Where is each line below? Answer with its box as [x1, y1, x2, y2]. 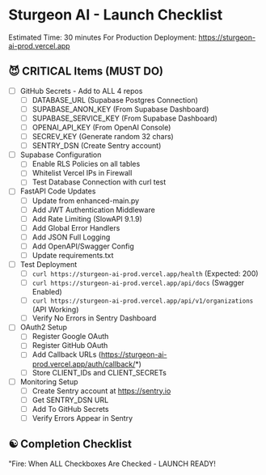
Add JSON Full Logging [32, 232, 111, 242]
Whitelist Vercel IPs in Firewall [32, 168, 133, 178]
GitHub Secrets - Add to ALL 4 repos [19, 86, 143, 95]
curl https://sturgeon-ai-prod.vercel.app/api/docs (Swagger [32, 278, 245, 288]
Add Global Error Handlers [32, 223, 120, 232]
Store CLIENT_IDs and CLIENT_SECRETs [32, 367, 167, 377]
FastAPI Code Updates [19, 186, 96, 196]
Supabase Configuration [19, 150, 102, 159]
